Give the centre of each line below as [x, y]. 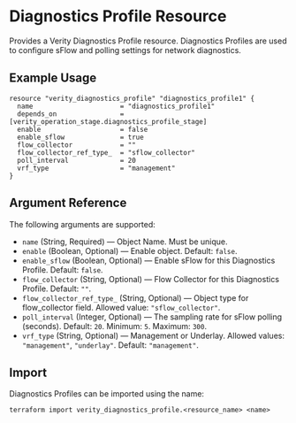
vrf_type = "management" [96, 168]
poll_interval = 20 [77, 160]
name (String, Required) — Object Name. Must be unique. [125, 242]
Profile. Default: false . [62, 269]
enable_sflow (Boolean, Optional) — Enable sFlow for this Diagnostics [148, 260]
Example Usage [53, 78]
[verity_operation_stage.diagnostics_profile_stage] [108, 121]
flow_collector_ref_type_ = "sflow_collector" [106, 152]
